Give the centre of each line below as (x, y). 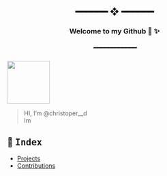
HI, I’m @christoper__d (55, 113)
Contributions (36, 166)
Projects (29, 159)
